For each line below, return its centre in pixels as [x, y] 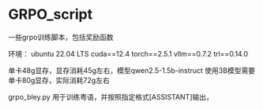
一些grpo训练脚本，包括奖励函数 [61, 37]
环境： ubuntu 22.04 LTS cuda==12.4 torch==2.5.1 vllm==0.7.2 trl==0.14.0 [128, 53]
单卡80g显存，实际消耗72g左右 [59, 80]
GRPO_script [51, 15]
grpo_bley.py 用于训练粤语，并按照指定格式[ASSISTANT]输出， [111, 96]
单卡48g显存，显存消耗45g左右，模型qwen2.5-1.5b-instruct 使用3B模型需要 [131, 70]
